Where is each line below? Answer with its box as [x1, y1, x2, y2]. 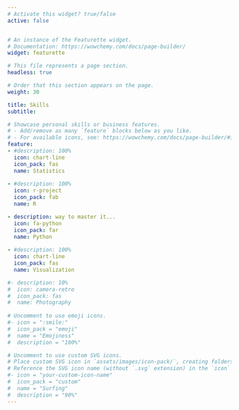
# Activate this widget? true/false [7, 10, 116, 18]
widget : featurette [7, 49, 65, 57]
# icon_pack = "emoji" [7, 325, 78, 332]
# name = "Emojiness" [7, 332, 75, 339]
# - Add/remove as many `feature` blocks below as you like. [7, 128, 193, 135]
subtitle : [7, 108, 37, 115]
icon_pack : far [14, 226, 59, 234]
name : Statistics [14, 167, 65, 175]
